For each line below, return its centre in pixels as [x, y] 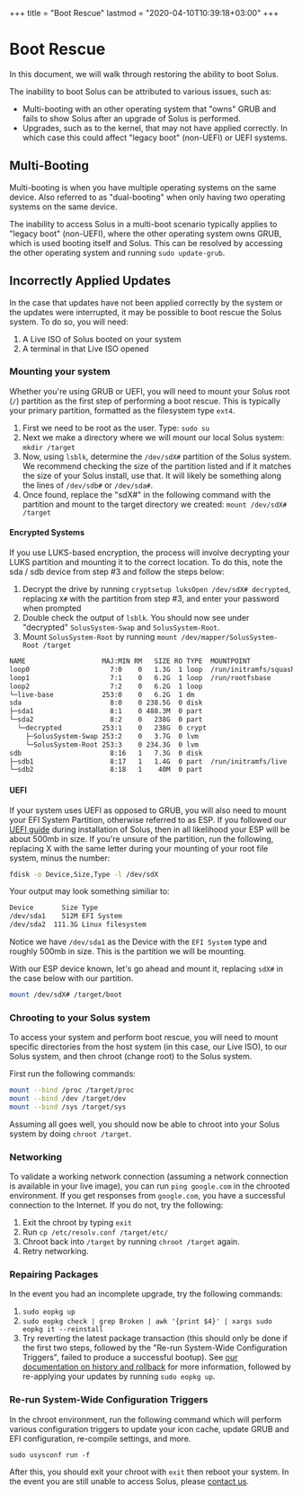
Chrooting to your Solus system [80, 1017]
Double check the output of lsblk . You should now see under [136, 618]
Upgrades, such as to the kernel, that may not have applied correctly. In [155, 128]
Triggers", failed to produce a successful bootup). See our [130, 1358]
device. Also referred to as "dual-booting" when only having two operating [147, 197]
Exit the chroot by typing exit [77, 1223]
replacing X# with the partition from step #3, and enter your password [151, 599]
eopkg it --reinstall [62, 1330]
